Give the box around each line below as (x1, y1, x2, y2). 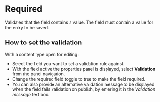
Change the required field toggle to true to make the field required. (12, 76, 146, 82)
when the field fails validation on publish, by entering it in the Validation (12, 86, 156, 92)
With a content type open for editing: (5, 51, 79, 57)
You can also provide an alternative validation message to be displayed (12, 81, 155, 87)
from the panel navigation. (12, 71, 65, 77)
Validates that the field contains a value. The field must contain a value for (5, 19, 154, 25)
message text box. (12, 91, 50, 97)
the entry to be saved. (5, 24, 50, 30)
